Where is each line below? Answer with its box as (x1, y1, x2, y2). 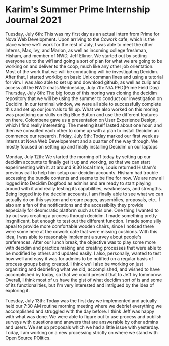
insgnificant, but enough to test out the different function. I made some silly (5, 218, 162, 224)
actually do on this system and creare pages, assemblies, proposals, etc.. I (5, 196, 160, 203)
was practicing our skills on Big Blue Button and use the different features (5, 111, 158, 117)
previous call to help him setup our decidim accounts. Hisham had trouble (5, 169, 158, 175)
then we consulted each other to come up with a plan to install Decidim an (5, 127, 159, 133)
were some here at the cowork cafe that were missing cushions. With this (5, 228, 158, 234)
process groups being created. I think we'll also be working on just (5, 261, 144, 267)
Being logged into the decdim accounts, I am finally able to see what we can (5, 191, 164, 197)
